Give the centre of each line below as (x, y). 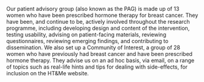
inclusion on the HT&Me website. (48, 73)
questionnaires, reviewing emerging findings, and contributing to (87, 41)
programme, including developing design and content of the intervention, (98, 28)
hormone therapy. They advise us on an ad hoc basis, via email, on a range (100, 60)
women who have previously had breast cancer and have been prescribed (100, 54)
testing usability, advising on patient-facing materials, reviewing (86, 35)
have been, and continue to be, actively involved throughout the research (98, 22)
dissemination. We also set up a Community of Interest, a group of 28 (93, 47)
